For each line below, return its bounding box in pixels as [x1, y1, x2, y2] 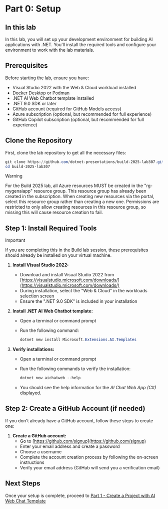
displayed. [19, 390, 41, 396]
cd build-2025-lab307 [5, 164, 50, 169]
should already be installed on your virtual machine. [5, 252, 111, 258]
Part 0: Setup [5, 3, 61, 15]
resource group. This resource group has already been [33, 188, 146, 194]
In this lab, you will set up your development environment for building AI [5, 36, 153, 42]
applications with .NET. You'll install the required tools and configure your [5, 42, 156, 48]
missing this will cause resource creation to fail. [5, 209, 103, 216]
